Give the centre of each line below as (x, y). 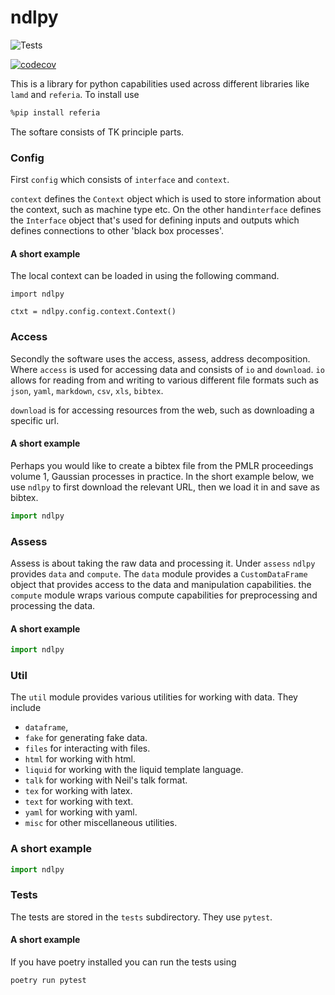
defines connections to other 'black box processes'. (117, 231)
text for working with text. (79, 802)
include (26, 708)
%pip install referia (55, 112)
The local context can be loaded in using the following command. (145, 276)
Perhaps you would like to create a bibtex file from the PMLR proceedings (162, 465)
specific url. (35, 420)
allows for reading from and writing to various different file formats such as (164, 380)
